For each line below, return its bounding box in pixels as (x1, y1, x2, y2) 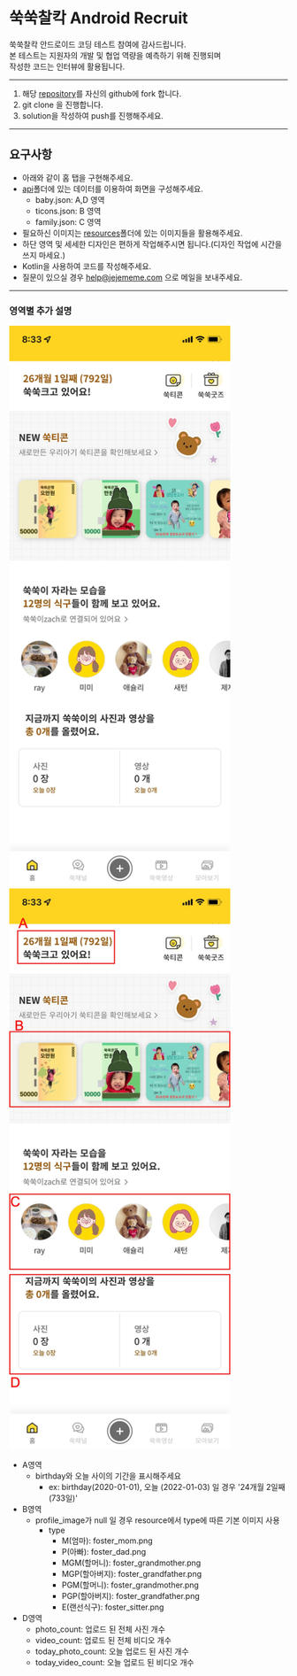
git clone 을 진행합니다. (21, 99, 103, 110)
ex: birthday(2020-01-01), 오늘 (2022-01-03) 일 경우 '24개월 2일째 (48, 1481, 286, 1492)
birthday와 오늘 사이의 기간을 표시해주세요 (34, 1471, 181, 1481)
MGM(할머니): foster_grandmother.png (61, 1557, 202, 1568)
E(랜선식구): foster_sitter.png (61, 1602, 164, 1612)
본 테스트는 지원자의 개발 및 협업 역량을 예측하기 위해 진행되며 (9, 50, 222, 60)
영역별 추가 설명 (9, 305, 72, 317)
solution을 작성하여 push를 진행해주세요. (21, 110, 164, 120)
